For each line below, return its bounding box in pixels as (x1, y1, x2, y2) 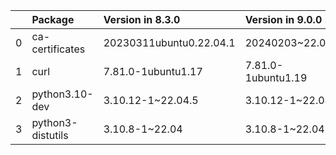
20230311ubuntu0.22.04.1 (103, 36, 236, 49)
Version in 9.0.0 (244, 13, 323, 26)
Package (31, 13, 75, 26)
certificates (31, 42, 86, 56)
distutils (31, 129, 69, 142)
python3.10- (31, 87, 94, 101)
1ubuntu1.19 (244, 71, 308, 84)
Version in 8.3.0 (103, 13, 181, 26)
